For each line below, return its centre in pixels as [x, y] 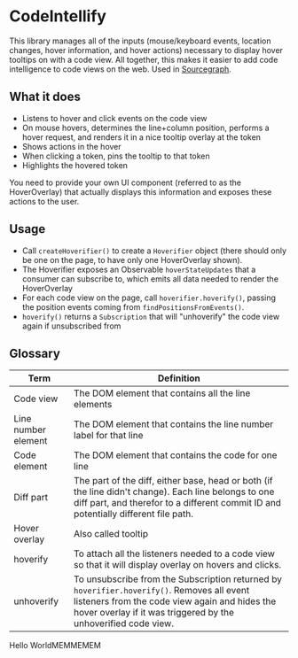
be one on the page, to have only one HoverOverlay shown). [132, 259]
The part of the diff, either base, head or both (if [173, 481]
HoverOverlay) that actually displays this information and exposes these [141, 191]
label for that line [109, 436]
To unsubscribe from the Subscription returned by [178, 579]
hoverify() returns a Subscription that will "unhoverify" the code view [151, 316]
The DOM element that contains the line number [174, 424]
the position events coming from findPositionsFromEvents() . [133, 306]
